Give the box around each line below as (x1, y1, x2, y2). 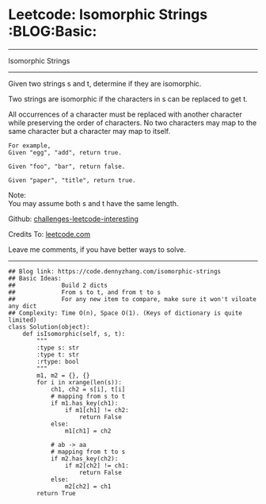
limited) (8, 315, 37, 324)
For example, (8, 141, 51, 150)
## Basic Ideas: (8, 274, 62, 282)
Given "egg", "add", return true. (8, 148, 123, 156)
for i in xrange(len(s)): (36, 378, 123, 386)
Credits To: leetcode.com (8, 229, 91, 239)
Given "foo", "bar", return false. (8, 162, 126, 170)
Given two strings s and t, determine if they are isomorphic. (8, 78, 202, 88)
